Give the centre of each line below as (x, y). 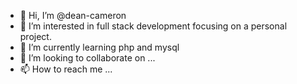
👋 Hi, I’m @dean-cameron (73, 15)
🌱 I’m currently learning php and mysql (99, 47)
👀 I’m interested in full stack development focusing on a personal (153, 26)
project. (35, 36)
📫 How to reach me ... (66, 69)
